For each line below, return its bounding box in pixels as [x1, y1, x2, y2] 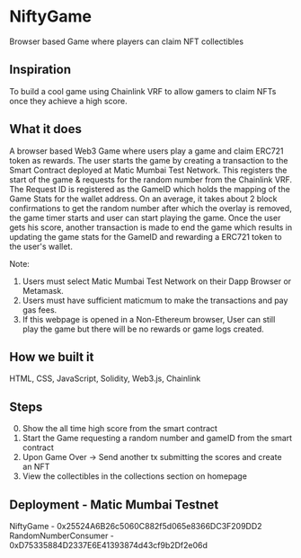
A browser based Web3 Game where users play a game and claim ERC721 [9, 146, 285, 156]
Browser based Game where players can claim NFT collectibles [9, 36, 244, 47]
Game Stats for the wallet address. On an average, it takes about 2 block [9, 193, 278, 204]
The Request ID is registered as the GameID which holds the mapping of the [9, 183, 290, 194]
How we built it [9, 349, 94, 365]
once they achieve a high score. [9, 95, 128, 106]
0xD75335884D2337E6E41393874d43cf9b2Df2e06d [9, 540, 208, 550]
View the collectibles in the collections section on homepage [22, 471, 247, 482]
